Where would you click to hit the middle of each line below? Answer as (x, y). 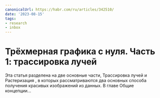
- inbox (13, 28)
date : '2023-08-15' (25, 14)
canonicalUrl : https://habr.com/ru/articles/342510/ (60, 9)
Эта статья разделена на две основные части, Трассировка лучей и (76, 75)
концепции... (18, 91)
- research (16, 23)
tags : (10, 18)
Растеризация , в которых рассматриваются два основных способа (76, 81)
